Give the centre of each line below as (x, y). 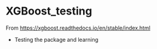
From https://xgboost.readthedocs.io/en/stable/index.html (78, 28)
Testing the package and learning (56, 39)
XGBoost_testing (49, 11)
